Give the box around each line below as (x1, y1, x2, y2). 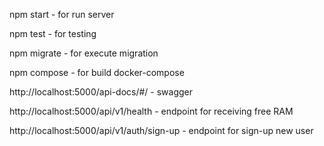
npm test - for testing (9, 28, 97, 39)
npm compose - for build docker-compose (9, 67, 185, 78)
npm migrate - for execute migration (9, 47, 159, 59)
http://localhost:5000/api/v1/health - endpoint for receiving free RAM (9, 105, 294, 117)
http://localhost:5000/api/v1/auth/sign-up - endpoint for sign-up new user (9, 125, 314, 136)
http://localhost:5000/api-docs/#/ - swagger (9, 86, 194, 98)
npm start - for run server (9, 9, 115, 20)
